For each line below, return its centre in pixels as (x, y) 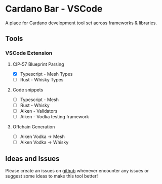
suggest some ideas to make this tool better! (52, 176)
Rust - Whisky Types (42, 79)
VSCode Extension (29, 53)
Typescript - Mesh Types (46, 74)
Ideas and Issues (32, 158)
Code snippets (28, 89)
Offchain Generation (34, 127)
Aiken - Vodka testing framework (55, 116)
